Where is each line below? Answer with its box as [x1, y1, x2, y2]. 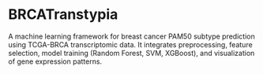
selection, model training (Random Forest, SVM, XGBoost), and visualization [8, 48, 255, 57]
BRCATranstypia [8, 6, 118, 24]
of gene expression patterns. [8, 57, 103, 66]
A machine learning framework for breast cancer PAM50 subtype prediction [8, 31, 255, 41]
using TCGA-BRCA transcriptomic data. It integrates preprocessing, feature [8, 39, 253, 49]
